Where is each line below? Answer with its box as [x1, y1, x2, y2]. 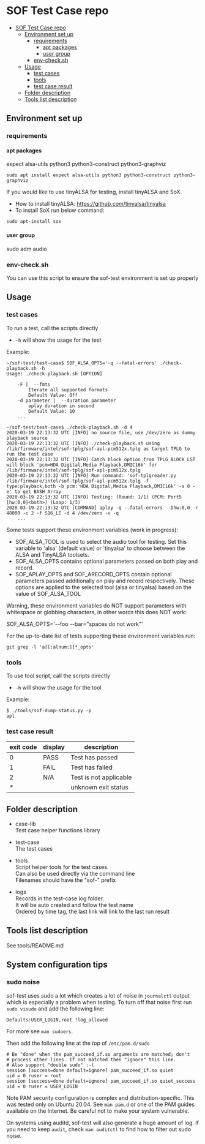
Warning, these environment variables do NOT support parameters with [6, 601, 187, 609]
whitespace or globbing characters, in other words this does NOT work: [6, 608, 187, 615]
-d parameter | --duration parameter [17, 397, 116, 404]
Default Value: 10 [28, 408, 75, 414]
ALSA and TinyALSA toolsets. [15, 551, 90, 558]
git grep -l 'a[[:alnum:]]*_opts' [6, 644, 95, 650]
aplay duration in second [28, 402, 95, 409]
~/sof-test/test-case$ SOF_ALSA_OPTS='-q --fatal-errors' [6, 359, 157, 366]
